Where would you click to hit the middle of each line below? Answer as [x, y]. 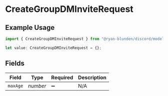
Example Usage [30, 28]
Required [62, 77]
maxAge [15, 86]
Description [92, 77]
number [37, 86]
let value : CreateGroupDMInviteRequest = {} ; [53, 48]
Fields [15, 63]
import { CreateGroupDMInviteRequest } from [52, 39]
